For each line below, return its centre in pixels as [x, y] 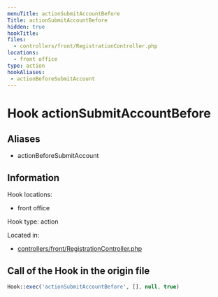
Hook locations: [30, 195]
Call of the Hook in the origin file [79, 271]
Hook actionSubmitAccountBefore [109, 113]
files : [17, 40]
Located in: [23, 236]
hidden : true [26, 27]
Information [34, 178]
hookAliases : [26, 72]
